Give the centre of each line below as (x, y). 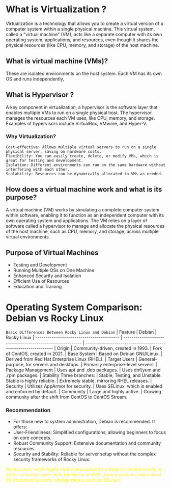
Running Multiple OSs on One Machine (54, 270)
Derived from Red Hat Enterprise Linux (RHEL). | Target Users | (72, 359)
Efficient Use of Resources (41, 281)
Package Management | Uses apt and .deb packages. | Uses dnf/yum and (83, 370)
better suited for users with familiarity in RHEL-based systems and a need (83, 474)
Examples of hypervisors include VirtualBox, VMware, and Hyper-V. (76, 123)
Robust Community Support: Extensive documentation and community (87, 443)
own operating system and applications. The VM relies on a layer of (76, 221)
